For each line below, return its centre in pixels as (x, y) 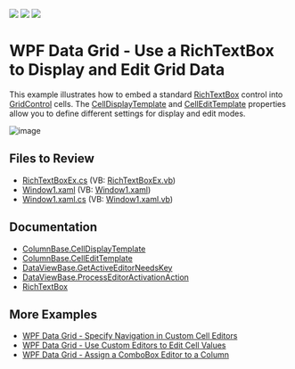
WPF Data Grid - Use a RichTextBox (142, 51)
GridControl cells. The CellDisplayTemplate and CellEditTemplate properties (148, 103)
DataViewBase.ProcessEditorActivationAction (106, 277)
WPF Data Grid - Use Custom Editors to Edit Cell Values (124, 345)
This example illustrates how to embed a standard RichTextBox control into (146, 94)
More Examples (53, 314)
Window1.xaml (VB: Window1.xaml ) (86, 189)
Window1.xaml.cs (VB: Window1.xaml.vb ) (98, 199)
